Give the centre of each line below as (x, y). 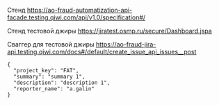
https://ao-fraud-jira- (126, 44)
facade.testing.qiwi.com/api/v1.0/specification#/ (76, 17)
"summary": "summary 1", (49, 76)
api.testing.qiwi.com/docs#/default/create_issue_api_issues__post (102, 52)
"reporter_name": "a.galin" (54, 89)
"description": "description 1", (62, 83)
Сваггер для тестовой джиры (51, 44)
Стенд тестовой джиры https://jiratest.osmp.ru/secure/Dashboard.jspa (109, 31)
